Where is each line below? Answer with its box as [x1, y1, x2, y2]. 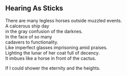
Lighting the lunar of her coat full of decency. [5, 50, 100, 56]
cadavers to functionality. [5, 39, 58, 45]
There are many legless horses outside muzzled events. [5, 17, 122, 23]
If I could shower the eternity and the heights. [5, 65, 101, 71]
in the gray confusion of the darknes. [5, 28, 83, 34]
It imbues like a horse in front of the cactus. [5, 55, 97, 61]
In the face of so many [5, 33, 52, 40]
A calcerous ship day [5, 23, 49, 29]
